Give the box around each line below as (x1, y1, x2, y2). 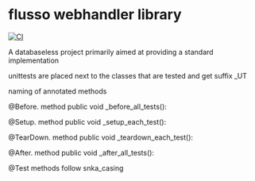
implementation (8, 56, 60, 65)
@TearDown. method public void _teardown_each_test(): (8, 133, 193, 142)
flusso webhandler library (8, 6, 182, 24)
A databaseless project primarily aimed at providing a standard (8, 47, 214, 56)
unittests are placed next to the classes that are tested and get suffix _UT (8, 71, 248, 80)
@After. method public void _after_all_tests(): (8, 148, 155, 157)
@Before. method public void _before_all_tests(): (8, 102, 167, 111)
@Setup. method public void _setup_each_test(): (8, 117, 167, 126)
